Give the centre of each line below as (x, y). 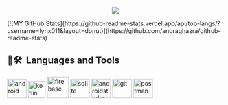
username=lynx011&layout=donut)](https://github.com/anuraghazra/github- (114, 31)
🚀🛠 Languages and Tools (64, 61)
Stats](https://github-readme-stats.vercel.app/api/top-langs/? (133, 23)
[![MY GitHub (26, 23)
